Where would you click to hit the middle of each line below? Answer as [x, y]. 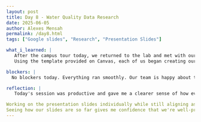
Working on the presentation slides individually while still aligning [97, 105]
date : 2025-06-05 [28, 23]
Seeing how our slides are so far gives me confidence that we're [91, 110]
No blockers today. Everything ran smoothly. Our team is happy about [101, 77]
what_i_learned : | [29, 50]
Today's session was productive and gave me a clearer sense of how [101, 94]
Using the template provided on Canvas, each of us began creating [100, 61]
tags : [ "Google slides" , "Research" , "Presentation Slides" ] [84, 39]
